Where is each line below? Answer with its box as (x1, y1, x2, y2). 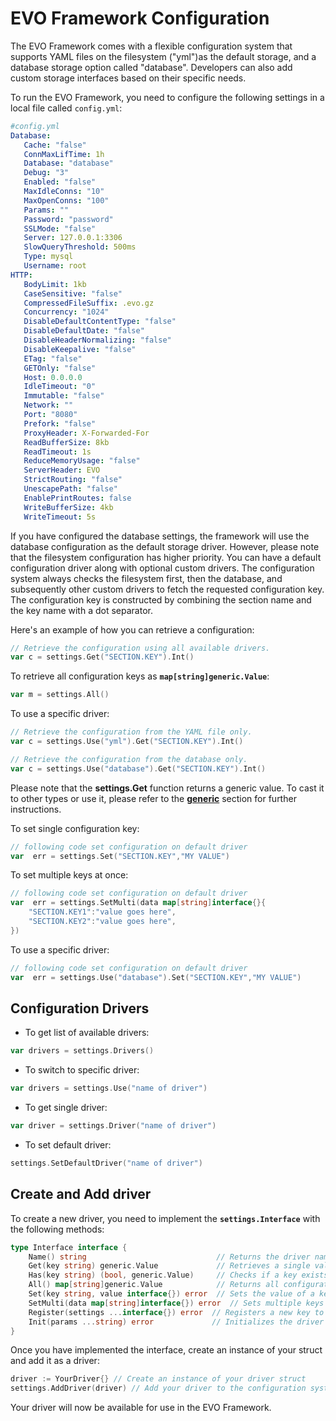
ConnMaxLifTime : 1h (23, 149, 105, 159)
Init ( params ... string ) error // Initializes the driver (28, 1317, 325, 1327)
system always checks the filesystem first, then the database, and (10, 572, 283, 584)
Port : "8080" (23, 410, 78, 420)
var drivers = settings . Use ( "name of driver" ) (10, 1083, 208, 1094)
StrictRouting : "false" (23, 475, 123, 485)
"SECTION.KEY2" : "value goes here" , (28, 917, 177, 927)
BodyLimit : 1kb (23, 279, 87, 289)
